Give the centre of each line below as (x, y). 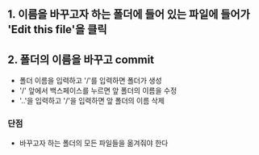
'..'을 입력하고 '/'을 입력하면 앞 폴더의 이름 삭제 (92, 101)
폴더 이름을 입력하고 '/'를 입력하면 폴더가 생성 (90, 81)
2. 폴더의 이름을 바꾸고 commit (81, 59)
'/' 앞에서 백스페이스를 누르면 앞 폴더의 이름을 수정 (98, 90)
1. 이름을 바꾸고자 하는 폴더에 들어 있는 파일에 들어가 (129, 15)
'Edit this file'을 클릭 (57, 29)
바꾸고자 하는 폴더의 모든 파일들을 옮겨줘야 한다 (94, 143)
